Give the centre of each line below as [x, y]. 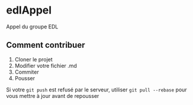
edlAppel [29, 10]
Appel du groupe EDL [32, 27]
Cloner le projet [34, 59]
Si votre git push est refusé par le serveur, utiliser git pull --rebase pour [97, 90]
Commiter [27, 72]
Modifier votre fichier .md [46, 65]
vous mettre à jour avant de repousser [53, 96]
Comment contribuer [46, 45]
